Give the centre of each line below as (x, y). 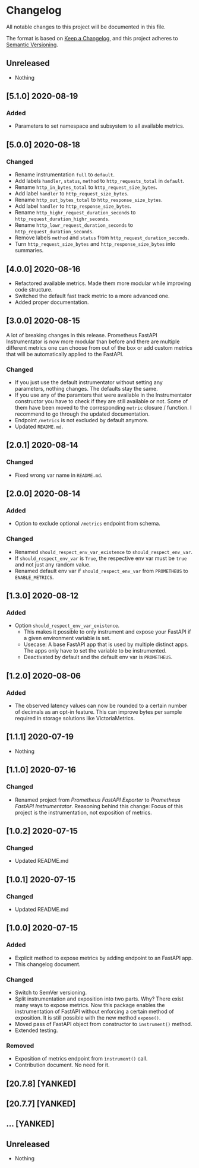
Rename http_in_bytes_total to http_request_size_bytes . (86, 187)
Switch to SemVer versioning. (51, 992)
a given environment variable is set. (67, 638)
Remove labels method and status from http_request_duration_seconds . (102, 238)
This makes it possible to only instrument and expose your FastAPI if (107, 632)
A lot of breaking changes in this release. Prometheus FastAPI (82, 335)
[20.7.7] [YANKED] (41, 1104)
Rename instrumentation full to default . (64, 175)
